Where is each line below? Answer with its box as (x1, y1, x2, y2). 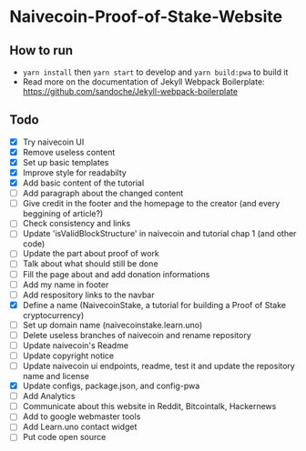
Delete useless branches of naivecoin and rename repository (22, 329, 252, 340)
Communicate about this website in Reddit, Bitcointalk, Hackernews (22, 401, 277, 412)
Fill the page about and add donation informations (22, 268, 210, 279)
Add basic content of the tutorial (22, 177, 145, 188)
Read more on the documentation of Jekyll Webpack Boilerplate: (22, 76, 266, 87)
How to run (9, 43, 74, 58)
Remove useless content (22, 146, 116, 157)
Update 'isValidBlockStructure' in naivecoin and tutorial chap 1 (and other (22, 228, 297, 239)
